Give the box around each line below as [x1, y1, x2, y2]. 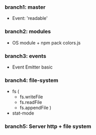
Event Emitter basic [12, 64, 53, 70]
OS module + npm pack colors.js [12, 39, 81, 46]
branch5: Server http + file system [5, 123, 91, 130]
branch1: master [5, 4, 46, 11]
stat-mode [12, 110, 34, 116]
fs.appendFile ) [19, 105, 52, 111]
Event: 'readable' [12, 15, 48, 21]
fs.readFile [19, 99, 42, 105]
